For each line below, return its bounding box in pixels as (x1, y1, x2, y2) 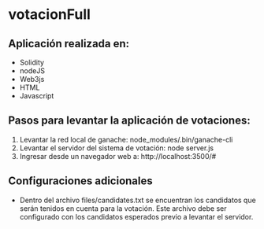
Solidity (19, 57, 45, 67)
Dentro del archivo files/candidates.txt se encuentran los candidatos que (19, 195, 256, 205)
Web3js (19, 75, 45, 83)
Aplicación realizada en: (8, 37, 130, 50)
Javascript (19, 91, 54, 100)
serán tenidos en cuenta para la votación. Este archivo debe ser (19, 203, 227, 213)
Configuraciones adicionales (8, 175, 154, 188)
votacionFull (8, 6, 91, 24)
